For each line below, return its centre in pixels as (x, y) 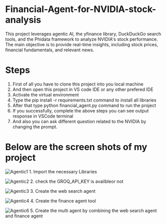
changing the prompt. (35, 127)
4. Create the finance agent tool (63, 201)
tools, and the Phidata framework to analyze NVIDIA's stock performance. (82, 39)
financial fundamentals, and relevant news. (50, 50)
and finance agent (24, 216)
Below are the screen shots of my (76, 147)
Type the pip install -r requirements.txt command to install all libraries (85, 100)
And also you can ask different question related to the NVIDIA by (79, 121)
